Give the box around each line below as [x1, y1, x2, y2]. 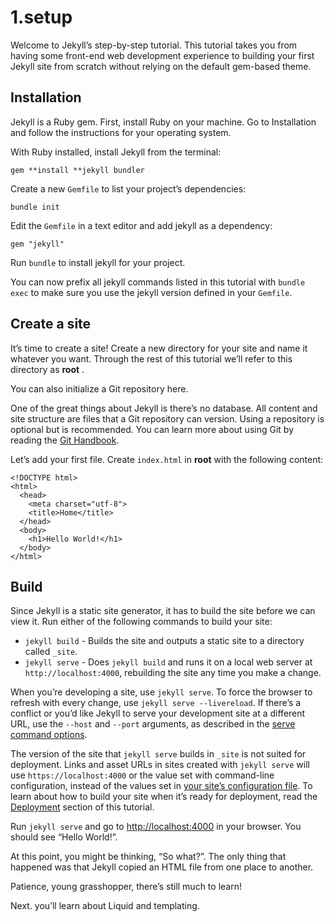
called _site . [24, 646, 78, 658]
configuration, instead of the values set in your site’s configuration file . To [10, 780, 313, 792]
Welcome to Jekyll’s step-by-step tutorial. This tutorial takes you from [10, 39, 298, 51]
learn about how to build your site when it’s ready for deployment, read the [10, 791, 318, 803]
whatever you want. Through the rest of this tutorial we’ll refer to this [10, 352, 293, 365]
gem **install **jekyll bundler [10, 165, 145, 175]
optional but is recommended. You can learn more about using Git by [10, 423, 294, 435]
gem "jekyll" [10, 239, 65, 249]
